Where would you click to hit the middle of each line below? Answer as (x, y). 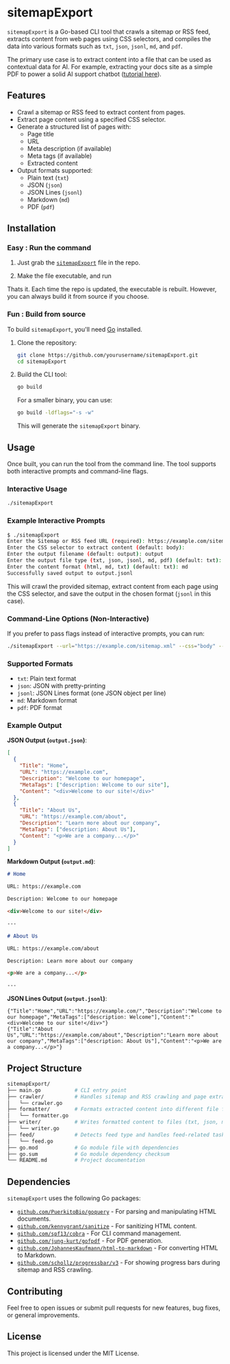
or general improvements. (43, 1315)
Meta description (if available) (69, 148)
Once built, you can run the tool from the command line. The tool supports (112, 464)
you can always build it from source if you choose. (78, 297)
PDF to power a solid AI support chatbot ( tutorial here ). (85, 74)
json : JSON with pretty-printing (61, 686)
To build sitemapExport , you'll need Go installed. (75, 329)
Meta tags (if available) (60, 156)
